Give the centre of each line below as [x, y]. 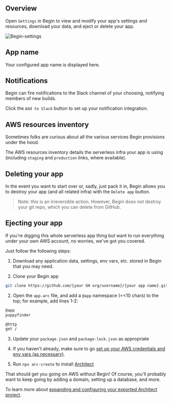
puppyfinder [18, 315]
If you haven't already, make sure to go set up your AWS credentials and [89, 349]
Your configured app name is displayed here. [53, 65]
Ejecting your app [34, 223]
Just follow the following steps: [38, 251]
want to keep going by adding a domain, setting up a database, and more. [83, 379]
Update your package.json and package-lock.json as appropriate [81, 339]
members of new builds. [31, 98]
